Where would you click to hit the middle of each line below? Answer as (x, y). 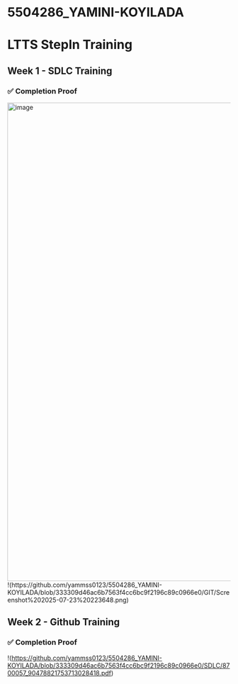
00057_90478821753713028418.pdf (59, 673)
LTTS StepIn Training (70, 45)
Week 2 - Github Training (64, 622)
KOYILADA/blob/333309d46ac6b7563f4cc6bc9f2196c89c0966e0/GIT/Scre (119, 593)
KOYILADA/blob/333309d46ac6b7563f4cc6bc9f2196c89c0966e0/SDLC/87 (119, 665)
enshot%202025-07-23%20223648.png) (68, 600)
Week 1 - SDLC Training (60, 71)
